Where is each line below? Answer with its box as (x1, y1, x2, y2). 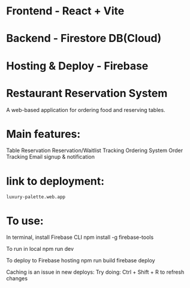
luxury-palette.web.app (6, 194, 66, 200)
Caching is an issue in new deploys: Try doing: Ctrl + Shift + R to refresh (6, 268, 185, 276)
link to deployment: (6, 174, 105, 188)
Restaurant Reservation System (6, 86, 168, 100)
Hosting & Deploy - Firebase (6, 59, 149, 72)
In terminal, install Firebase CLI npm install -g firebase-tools (6, 234, 154, 241)
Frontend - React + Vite (6, 4, 125, 18)
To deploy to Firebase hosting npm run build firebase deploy (6, 257, 155, 264)
